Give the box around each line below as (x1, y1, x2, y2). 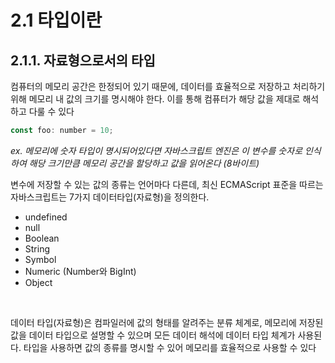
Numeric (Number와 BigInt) (24, 265, 137, 277)
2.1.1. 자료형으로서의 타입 (10, 52, 156, 69)
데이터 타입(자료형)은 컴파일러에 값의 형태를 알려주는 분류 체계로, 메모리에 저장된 (10, 316, 324, 328)
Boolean (24, 232, 60, 244)
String (24, 242, 51, 255)
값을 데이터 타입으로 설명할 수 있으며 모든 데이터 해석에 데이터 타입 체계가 (10, 329, 296, 341)
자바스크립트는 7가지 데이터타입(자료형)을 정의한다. (10, 191, 210, 203)
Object (24, 276, 53, 288)
